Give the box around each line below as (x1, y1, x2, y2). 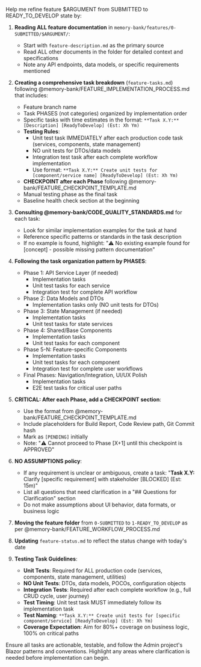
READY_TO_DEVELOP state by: (5, 12, 82, 19)
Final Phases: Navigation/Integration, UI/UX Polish (23, 372, 148, 378)
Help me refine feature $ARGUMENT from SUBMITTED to (5, 6, 149, 13)
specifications (23, 55, 58, 61)
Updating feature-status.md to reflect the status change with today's (14, 537, 187, 544)
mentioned (23, 67, 51, 75)
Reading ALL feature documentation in (14, 24, 113, 31)
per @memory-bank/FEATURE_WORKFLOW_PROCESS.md (14, 526, 160, 532)
